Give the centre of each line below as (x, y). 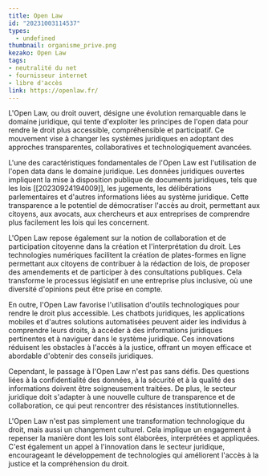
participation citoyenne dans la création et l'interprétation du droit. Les (124, 246)
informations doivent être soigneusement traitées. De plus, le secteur (122, 389)
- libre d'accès (35, 83)
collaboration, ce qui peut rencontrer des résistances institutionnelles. (124, 405)
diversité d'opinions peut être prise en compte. (85, 289)
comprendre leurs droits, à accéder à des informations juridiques (116, 331)
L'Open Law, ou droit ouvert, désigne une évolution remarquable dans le (127, 113)
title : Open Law (35, 16)
